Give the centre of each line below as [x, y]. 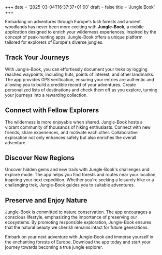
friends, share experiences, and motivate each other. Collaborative [71, 132]
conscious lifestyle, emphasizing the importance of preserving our [71, 217]
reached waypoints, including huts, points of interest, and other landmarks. [80, 74]
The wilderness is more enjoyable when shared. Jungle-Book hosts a [74, 122]
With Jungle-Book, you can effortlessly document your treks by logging [76, 69]
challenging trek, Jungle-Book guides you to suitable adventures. [70, 185]
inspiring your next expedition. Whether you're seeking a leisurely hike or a [80, 180]
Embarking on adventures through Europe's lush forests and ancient [73, 22]
